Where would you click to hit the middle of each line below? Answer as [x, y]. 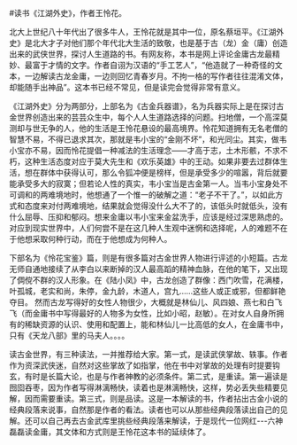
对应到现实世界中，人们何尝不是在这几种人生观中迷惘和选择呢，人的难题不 [145, 228]
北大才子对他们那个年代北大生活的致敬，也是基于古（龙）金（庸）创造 [160, 43]
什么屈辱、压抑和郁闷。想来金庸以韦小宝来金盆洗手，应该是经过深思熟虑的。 [148, 217]
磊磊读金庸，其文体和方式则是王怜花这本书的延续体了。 [110, 432]
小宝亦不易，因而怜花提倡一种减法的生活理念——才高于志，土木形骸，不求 [145, 150]
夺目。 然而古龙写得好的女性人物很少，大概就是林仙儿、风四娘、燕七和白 [142, 302]
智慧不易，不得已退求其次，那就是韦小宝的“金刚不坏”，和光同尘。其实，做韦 [148, 139]
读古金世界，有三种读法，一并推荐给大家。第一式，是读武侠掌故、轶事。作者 [148, 354]
